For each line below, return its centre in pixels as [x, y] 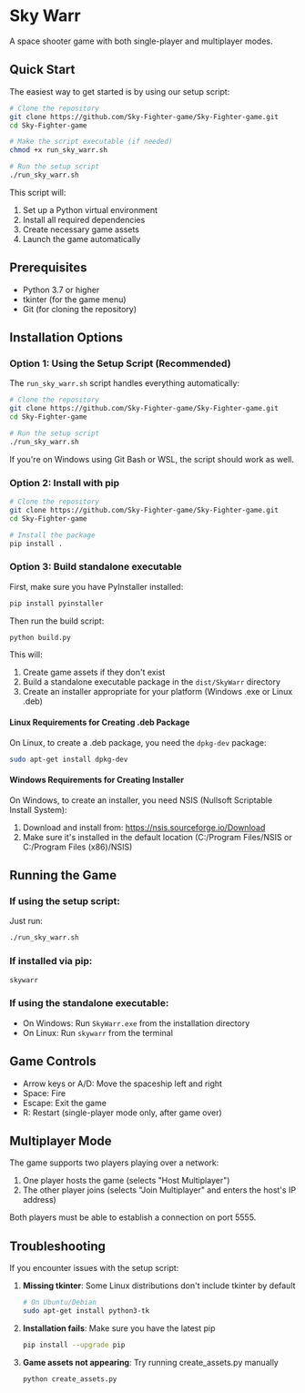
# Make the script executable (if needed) [91, 142]
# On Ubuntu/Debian [60, 1303]
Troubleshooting [58, 1246]
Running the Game [63, 875]
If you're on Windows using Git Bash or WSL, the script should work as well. [152, 459]
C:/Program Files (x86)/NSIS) [77, 847]
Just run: [26, 921]
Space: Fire [44, 1093]
